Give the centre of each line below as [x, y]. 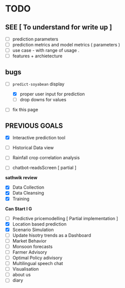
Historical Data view [33, 148]
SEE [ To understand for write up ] [59, 27]
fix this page [25, 110]
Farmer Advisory [30, 252]
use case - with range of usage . [46, 50]
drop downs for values [43, 100]
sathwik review [21, 178]
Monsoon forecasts [32, 246]
